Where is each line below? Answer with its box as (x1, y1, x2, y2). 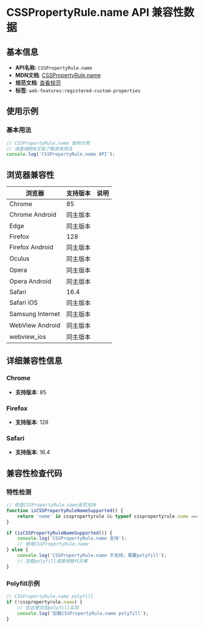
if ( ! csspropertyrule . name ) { (6, 599, 83, 605)
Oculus (9, 254, 30, 263)
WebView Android (9, 321, 61, 329)
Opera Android (9, 277, 52, 286)
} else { (6, 547, 29, 553)
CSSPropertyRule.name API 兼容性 (6, 5, 184, 19)
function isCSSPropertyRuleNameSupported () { (6, 507, 123, 513)
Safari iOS (9, 299, 38, 307)
